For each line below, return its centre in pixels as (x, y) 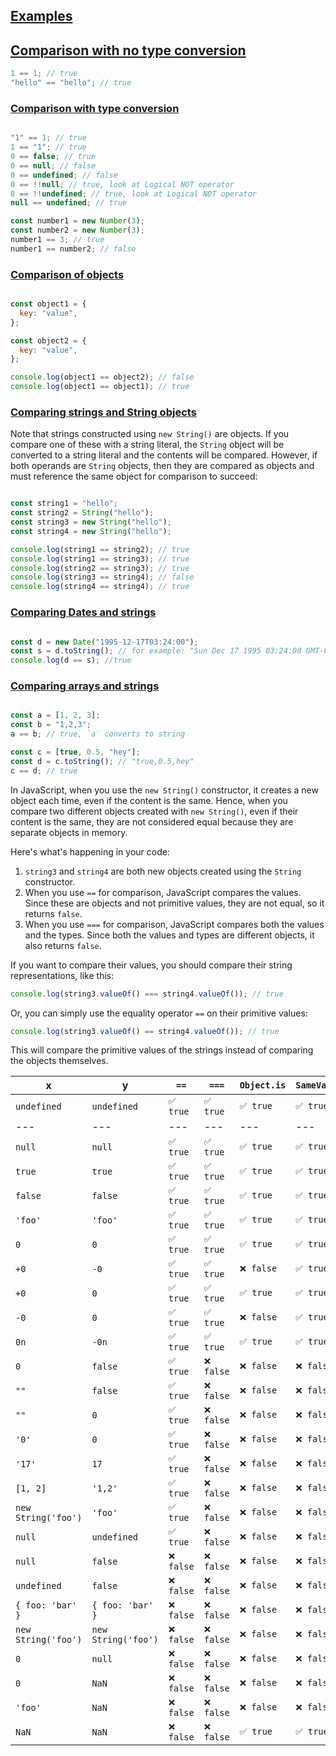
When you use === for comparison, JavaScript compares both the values (174, 924)
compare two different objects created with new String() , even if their (154, 811)
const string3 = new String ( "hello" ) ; (91, 522)
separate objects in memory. (69, 832)
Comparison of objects (67, 274)
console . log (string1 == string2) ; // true (100, 549)
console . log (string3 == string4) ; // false (102, 577)
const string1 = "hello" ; (64, 504)
